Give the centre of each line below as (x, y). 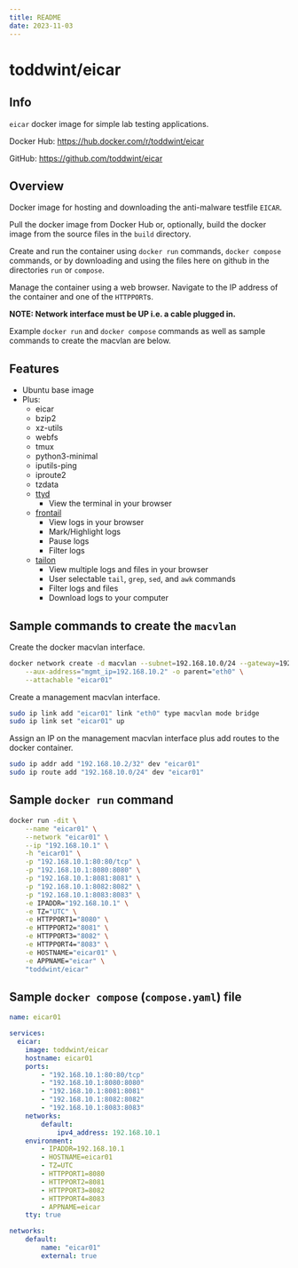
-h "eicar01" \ (53, 854)
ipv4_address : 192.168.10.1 (109, 1132)
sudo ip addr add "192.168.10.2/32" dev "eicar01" (105, 764)
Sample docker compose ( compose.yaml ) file (125, 997)
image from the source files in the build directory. (100, 234)
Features (34, 368)
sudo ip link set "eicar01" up (67, 722)
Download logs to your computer (108, 598)
